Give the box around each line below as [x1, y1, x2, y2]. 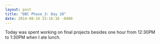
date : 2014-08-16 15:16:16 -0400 [5, 16, 73, 21]
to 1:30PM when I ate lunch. [5, 34, 61, 40]
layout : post [5, 7, 32, 12]
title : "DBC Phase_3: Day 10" [5, 12, 67, 16]
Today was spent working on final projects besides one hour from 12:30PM [5, 29, 156, 35]
